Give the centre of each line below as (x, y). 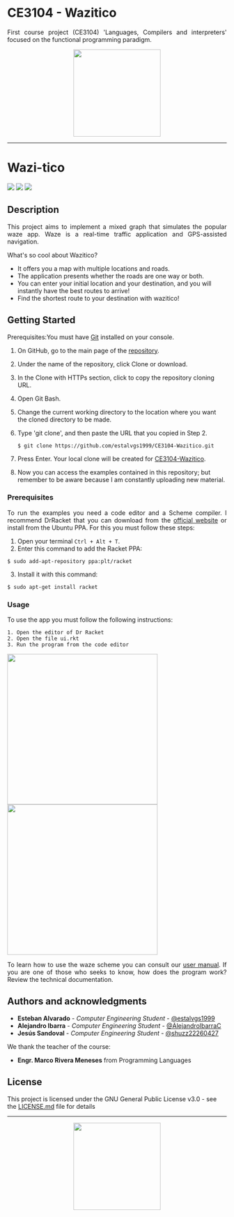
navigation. (23, 241)
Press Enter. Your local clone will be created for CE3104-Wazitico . (111, 458)
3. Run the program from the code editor (68, 645)
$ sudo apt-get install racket (53, 587)
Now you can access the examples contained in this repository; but (114, 472)
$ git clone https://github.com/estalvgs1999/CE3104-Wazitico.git (116, 446)
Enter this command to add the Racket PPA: (80, 548)
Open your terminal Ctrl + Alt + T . (69, 541)
